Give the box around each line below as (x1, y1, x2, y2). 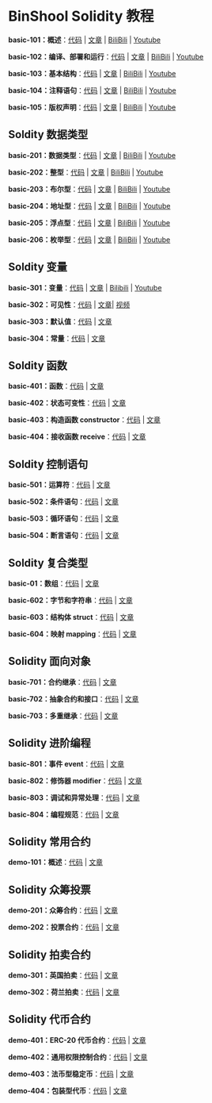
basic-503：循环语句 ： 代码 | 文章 (8, 513, 119, 524)
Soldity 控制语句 (8, 457, 89, 471)
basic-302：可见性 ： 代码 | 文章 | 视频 (8, 299, 131, 309)
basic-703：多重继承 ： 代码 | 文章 (8, 711, 119, 721)
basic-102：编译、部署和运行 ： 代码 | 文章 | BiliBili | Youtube (8, 52, 204, 61)
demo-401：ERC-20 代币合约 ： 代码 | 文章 (8, 1035, 146, 1044)
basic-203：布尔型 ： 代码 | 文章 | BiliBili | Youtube (8, 184, 171, 194)
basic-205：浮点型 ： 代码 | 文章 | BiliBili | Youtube (8, 217, 171, 227)
